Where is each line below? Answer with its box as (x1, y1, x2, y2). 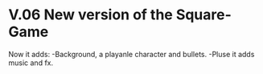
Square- (175, 6, 232, 24)
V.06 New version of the (8, 6, 173, 24)
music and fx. (8, 58, 54, 68)
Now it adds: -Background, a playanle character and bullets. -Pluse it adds (8, 49, 255, 59)
